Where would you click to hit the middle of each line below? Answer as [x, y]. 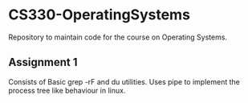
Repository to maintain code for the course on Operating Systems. [118, 37]
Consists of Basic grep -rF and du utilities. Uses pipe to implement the [124, 81]
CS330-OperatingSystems [100, 15]
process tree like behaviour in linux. [67, 90]
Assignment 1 [43, 62]
